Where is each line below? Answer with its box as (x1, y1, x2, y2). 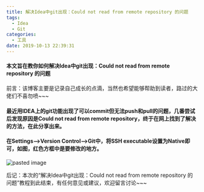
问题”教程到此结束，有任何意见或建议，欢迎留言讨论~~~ (6, 179, 147, 186)
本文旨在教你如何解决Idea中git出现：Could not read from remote (6, 62, 170, 70)
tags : (6, 15, 20, 21)
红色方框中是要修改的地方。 (32, 145, 102, 153)
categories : (6, 32, 36, 38)
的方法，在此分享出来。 (6, 122, 65, 129)
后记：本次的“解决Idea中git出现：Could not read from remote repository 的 (6, 171, 193, 179)
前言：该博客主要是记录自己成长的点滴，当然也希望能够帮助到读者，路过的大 (6, 84, 198, 92)
